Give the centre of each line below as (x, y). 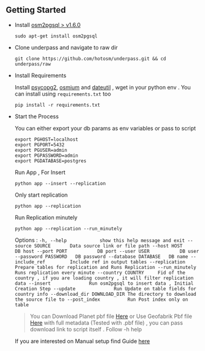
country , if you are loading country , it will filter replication (104, 278)
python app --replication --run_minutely (68, 228)
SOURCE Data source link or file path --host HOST (108, 246)
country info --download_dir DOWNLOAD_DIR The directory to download (106, 294)
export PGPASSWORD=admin (46, 156)
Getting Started (36, 10)
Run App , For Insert (40, 172)
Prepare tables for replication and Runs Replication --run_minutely (106, 267)
